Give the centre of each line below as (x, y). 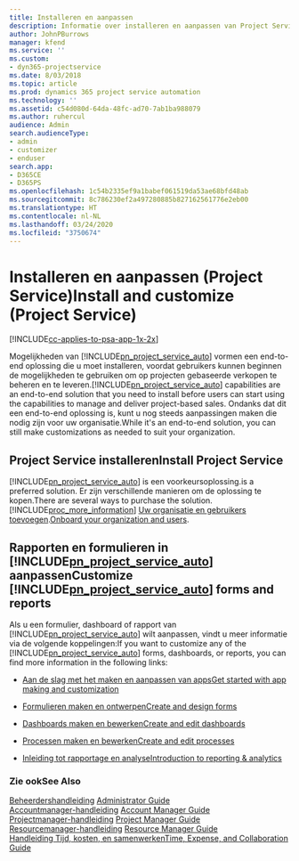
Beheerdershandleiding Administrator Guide (90, 800)
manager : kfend (37, 42)
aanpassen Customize (71, 575)
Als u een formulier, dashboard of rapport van (93, 624)
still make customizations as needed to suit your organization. (122, 432)
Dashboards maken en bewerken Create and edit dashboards (134, 723)
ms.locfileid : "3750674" (55, 232)
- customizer (33, 150)
